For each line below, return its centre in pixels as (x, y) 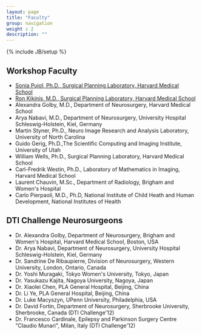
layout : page (23, 12)
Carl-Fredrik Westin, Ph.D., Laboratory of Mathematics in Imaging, (97, 169)
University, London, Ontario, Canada (60, 267)
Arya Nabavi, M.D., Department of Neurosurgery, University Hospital (100, 117)
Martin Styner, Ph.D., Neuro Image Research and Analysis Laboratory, (102, 130)
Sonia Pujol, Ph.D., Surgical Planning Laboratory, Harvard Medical (97, 85)
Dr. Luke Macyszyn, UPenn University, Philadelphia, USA (86, 299)
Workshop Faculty (42, 71)
